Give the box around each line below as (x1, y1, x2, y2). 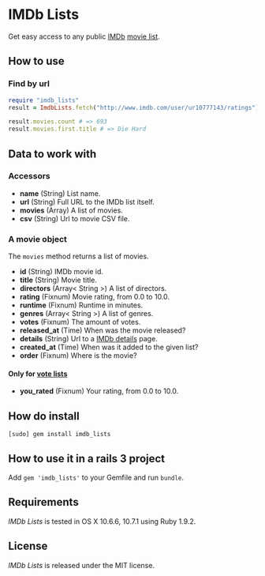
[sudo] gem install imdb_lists (8, 431, 111, 439)
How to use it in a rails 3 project (8, 452, 166, 465)
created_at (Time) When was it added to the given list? (19, 342, 199, 352)
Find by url (8, 78, 50, 89)
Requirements (8, 495, 79, 509)
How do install (8, 409, 80, 423)
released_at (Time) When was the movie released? (19, 326, 186, 335)
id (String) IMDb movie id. (19, 267, 104, 277)
